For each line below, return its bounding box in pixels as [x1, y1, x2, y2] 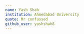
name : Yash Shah [5, 7, 39, 12]
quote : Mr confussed [5, 16, 48, 21]
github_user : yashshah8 [5, 21, 55, 26]
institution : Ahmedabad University [5, 12, 79, 17]
